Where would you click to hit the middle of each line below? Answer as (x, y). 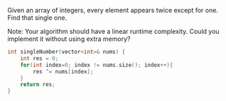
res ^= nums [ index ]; (63, 71)
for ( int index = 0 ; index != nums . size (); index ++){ (97, 65)
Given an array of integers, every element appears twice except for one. (113, 10)
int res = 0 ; (39, 58)
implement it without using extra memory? (69, 39)
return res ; (38, 85)
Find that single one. (37, 18)
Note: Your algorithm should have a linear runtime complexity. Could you (113, 31)
